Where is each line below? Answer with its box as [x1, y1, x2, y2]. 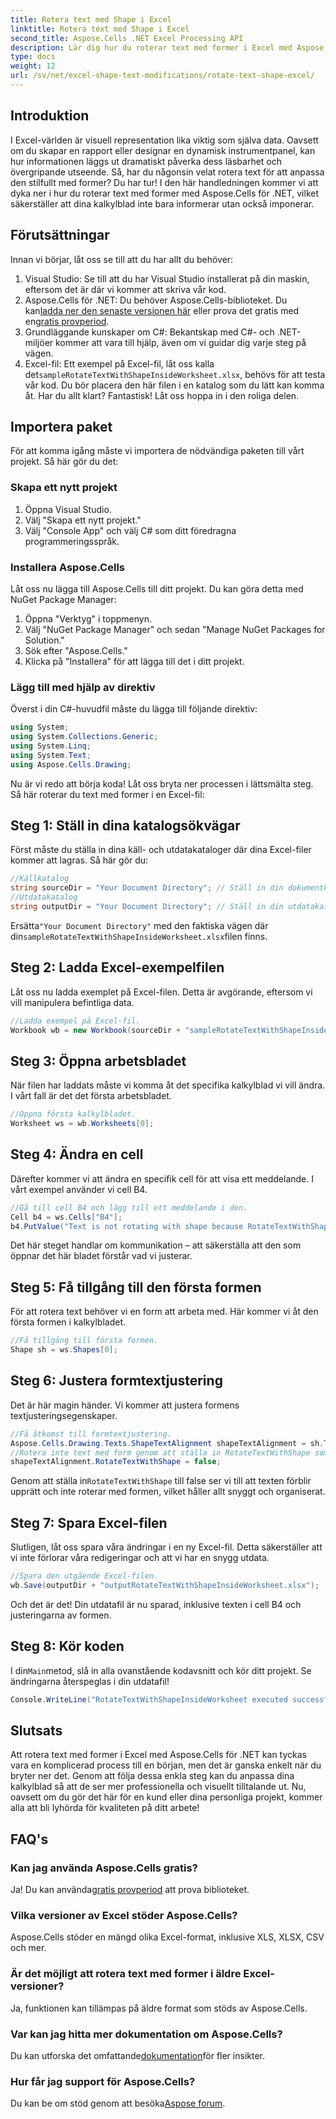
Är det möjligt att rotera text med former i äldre [10, 1967, 242, 1981]
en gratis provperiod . [24, 315, 110, 327]
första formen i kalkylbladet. [10, 1316, 127, 1328]
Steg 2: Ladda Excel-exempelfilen [10, 959, 225, 976]
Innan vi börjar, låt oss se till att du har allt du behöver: [10, 253, 234, 265]
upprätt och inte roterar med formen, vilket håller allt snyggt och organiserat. [10, 1486, 326, 1498]
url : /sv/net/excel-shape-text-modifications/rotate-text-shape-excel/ [10, 71, 315, 81]
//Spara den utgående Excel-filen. [10, 1571, 159, 1581]
